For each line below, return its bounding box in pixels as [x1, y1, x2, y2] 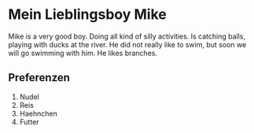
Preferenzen [8, 71, 71, 84]
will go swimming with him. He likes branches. [8, 48, 157, 57]
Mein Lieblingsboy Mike [8, 6, 167, 24]
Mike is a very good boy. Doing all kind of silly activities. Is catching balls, [8, 31, 246, 41]
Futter [19, 116, 39, 127]
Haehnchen [19, 109, 57, 118]
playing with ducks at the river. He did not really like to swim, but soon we [8, 39, 247, 49]
